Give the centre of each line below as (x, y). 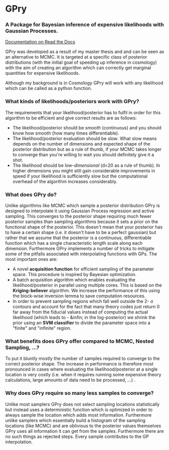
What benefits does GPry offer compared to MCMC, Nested (79, 341)
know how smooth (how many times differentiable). (66, 133)
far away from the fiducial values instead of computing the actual (80, 312)
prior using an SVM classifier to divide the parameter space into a (81, 323)
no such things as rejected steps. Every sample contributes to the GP (77, 436)
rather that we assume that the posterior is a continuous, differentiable (78, 238)
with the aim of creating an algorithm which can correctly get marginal (78, 68)
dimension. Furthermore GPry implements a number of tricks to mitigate (80, 249)
